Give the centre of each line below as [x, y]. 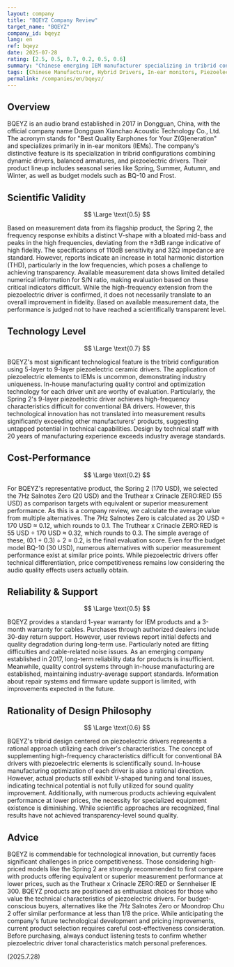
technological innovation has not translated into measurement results [106, 413]
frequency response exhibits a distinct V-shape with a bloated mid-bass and [117, 235]
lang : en [20, 40]
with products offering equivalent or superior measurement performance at [115, 876]
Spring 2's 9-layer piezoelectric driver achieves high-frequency [99, 399]
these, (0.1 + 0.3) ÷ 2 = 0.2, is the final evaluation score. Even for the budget [116, 540]
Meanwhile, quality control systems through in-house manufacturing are [111, 667]
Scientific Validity [47, 197]
